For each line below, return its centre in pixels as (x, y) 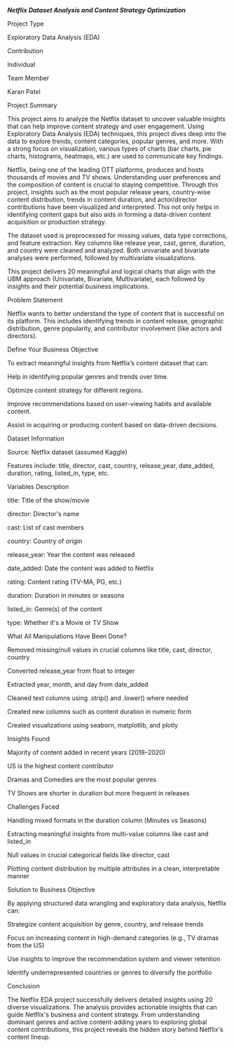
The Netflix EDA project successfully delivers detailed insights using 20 (110, 1000)
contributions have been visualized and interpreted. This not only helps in (113, 207)
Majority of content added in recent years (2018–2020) (87, 752)
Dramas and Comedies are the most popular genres (82, 779)
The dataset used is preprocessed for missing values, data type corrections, (117, 235)
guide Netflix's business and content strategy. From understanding (104, 1014)
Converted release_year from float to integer (71, 671)
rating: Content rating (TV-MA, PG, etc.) (65, 582)
